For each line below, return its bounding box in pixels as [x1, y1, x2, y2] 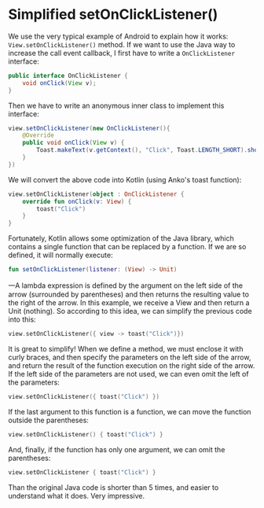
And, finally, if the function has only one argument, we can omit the [8, 444, 225, 454]
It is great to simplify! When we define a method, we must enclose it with [8, 344, 244, 353]
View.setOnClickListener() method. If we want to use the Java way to [8, 39, 236, 49]
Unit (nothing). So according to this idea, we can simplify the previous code [8, 307, 253, 316]
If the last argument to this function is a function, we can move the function [8, 407, 251, 416]
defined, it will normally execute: [8, 250, 113, 260]
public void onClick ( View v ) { [22, 139, 125, 147]
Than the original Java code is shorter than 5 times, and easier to [8, 482, 219, 492]
